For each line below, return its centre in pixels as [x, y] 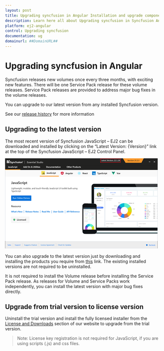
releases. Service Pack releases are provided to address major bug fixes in [80, 90]
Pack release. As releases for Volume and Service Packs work [68, 281]
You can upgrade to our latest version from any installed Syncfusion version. [82, 104]
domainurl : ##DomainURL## [31, 41]
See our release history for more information [50, 114]
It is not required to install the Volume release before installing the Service [79, 276]
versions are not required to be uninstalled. [48, 267]
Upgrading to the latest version [53, 129]
